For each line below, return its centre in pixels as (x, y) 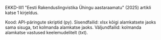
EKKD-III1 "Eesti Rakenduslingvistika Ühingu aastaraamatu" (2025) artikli (78, 8)
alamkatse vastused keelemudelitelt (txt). (46, 32)
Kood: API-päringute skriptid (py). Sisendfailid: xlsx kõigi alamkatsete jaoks (80, 22)
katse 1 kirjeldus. (22, 13)
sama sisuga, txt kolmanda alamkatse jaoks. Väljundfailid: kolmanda (73, 27)
